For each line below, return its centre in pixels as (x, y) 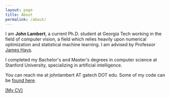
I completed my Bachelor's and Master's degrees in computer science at (81, 60)
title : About (19, 15)
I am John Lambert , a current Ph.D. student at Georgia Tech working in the (83, 34)
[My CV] (14, 90)
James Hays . (19, 50)
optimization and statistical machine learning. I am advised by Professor (80, 45)
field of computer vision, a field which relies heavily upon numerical (76, 39)
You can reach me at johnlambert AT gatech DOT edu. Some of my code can (85, 75)
